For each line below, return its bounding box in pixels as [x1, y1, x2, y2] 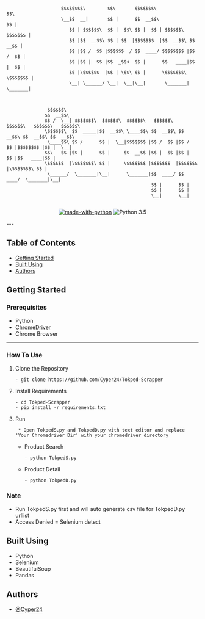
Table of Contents [6, 238, 76, 248]
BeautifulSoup [15, 565, 51, 572]
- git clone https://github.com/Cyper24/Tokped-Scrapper [15, 377, 164, 383]
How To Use [6, 351, 43, 360]
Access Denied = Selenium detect [15, 518, 101, 526]
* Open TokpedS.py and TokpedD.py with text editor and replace [18, 427, 185, 433]
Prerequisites [6, 303, 47, 312]
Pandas [15, 571, 35, 579]
